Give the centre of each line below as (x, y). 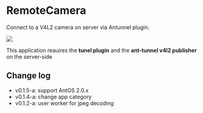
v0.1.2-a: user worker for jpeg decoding (64, 103)
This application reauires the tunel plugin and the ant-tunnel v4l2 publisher (101, 50)
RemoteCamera (46, 11)
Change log (28, 76)
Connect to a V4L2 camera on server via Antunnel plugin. (78, 27)
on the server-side (29, 56)
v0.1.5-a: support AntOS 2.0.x (52, 90)
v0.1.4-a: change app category (53, 97)
